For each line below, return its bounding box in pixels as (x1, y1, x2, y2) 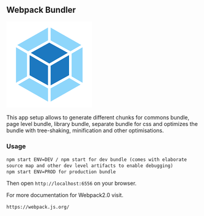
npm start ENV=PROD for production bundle (6, 169, 116, 175)
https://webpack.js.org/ (6, 204, 70, 210)
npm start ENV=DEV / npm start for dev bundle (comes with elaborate (6, 157, 188, 163)
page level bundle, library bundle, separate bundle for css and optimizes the (6, 120, 199, 127)
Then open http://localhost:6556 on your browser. (6, 180, 137, 187)
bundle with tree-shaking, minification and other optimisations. (6, 127, 164, 134)
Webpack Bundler (6, 5, 76, 15)
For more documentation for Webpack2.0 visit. (6, 192, 124, 199)
